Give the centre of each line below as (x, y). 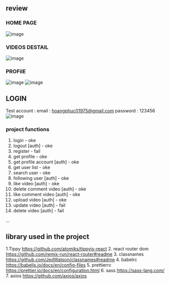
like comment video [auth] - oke (47, 194)
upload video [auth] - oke (40, 200)
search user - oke (32, 173)
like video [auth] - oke (36, 184)
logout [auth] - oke (33, 146)
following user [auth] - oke (41, 178)
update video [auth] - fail (39, 205)
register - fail (27, 151)
